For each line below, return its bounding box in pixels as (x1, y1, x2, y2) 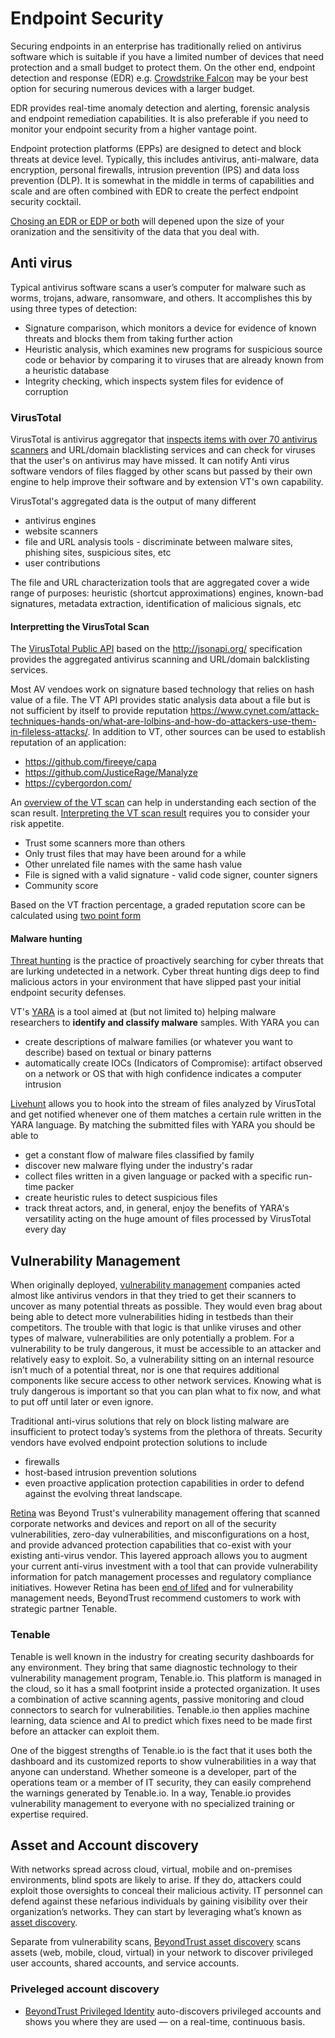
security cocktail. (10, 195, 82, 207)
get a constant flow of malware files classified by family (24, 1149, 255, 1161)
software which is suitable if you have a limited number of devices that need (10, 50, 324, 62)
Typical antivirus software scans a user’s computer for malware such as (10, 281, 307, 293)
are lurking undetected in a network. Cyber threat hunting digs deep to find (10, 965, 320, 977)
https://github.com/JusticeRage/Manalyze (24, 767, 198, 779)
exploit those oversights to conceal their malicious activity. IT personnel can (10, 1885, 323, 1897)
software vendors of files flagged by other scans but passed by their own (10, 465, 313, 477)
